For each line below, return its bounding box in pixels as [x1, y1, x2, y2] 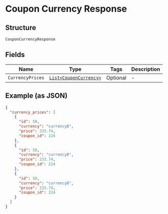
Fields [5, 50, 25, 59]
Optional [106, 74, 127, 81]
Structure [5, 23, 37, 32]
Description [131, 66, 160, 73]
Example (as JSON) [5, 91, 68, 100]
